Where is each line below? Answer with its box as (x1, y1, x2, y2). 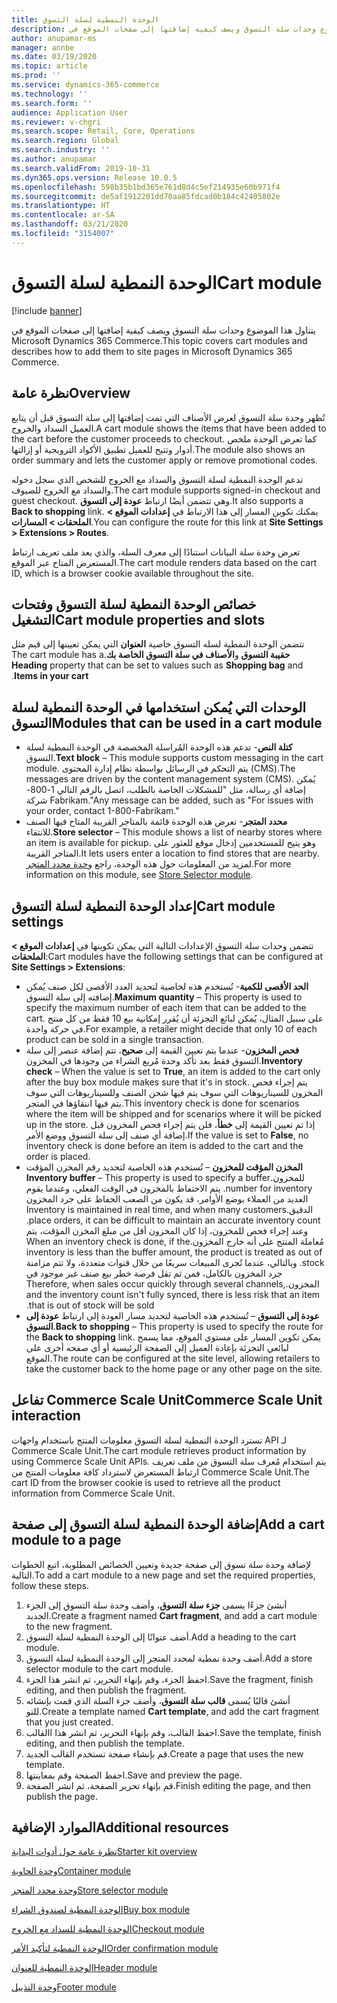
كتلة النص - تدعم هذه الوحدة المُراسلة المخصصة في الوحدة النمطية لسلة (25, 741, 293, 753)
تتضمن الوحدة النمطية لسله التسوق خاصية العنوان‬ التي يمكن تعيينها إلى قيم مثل (11, 638, 305, 650)
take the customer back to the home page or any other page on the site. (25, 1362, 323, 1375)
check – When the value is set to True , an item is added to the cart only (25, 1065, 321, 1077)
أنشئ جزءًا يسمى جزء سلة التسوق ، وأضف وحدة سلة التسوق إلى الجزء (25, 1599, 288, 1611)
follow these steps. (11, 1579, 89, 1591)
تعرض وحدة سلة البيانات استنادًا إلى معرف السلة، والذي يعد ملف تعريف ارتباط (11, 546, 301, 558)
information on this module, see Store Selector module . (25, 869, 254, 881)
